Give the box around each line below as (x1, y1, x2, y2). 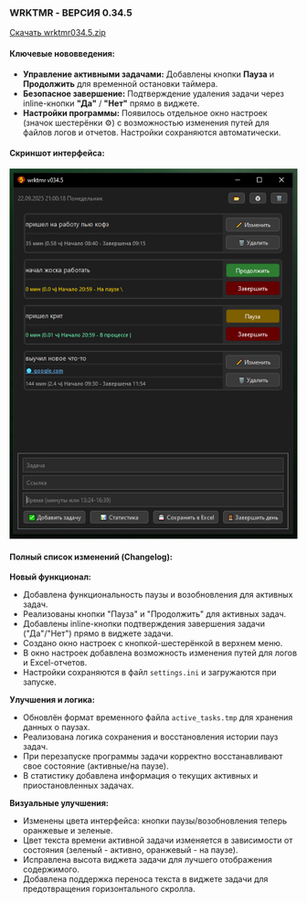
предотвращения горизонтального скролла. (22, 884, 196, 895)
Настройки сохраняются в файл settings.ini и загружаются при (22, 667, 277, 678)
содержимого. (22, 864, 80, 875)
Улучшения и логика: (9, 695, 96, 706)
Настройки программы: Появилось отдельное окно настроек (22, 107, 268, 118)
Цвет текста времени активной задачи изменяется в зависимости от (22, 834, 293, 846)
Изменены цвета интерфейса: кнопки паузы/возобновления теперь (22, 815, 288, 826)
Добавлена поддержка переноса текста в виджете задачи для (22, 874, 269, 885)
